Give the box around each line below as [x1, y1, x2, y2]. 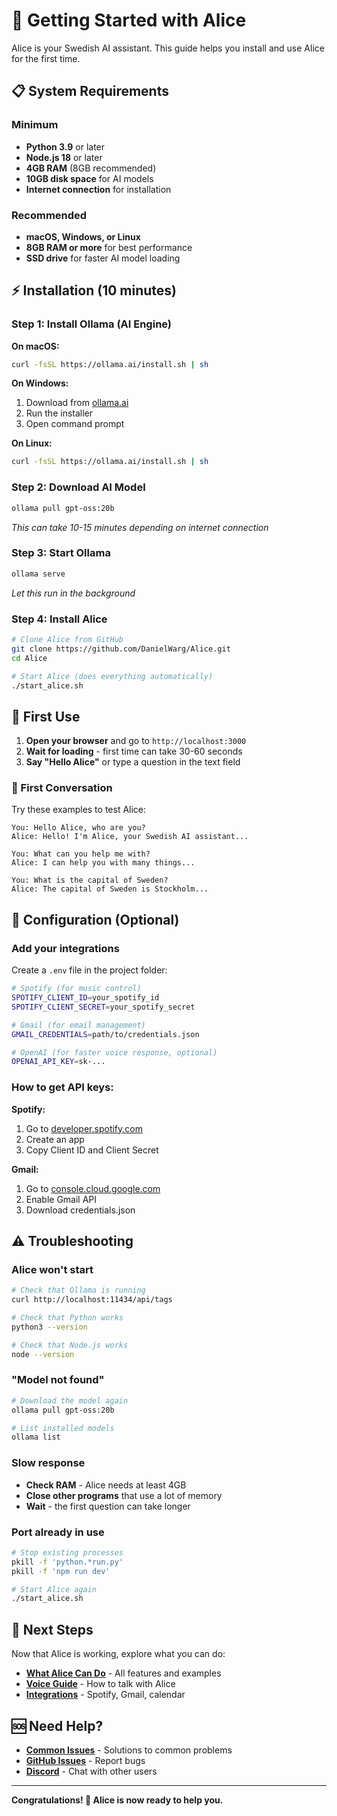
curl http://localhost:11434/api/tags [11, 1295, 173, 1305]
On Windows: [11, 377, 69, 389]
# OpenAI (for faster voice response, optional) [11, 1047, 218, 1058]
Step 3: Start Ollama [11, 546, 111, 560]
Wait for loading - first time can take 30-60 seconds [25, 745, 243, 758]
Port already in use [11, 1525, 105, 1539]
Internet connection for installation [25, 183, 172, 195]
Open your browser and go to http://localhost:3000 [25, 735, 247, 747]
